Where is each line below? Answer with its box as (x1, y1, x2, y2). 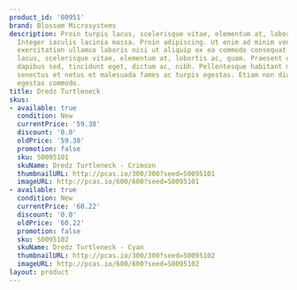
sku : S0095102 (17, 235, 69, 244)
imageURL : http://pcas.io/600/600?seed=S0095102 (17, 260, 200, 269)
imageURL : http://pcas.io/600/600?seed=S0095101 (17, 178, 200, 187)
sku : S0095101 (17, 152, 69, 162)
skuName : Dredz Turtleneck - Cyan (17, 243, 144, 252)
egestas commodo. (17, 79, 81, 88)
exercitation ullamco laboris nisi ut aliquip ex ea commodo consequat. (17, 46, 291, 55)
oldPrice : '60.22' (17, 218, 86, 227)
